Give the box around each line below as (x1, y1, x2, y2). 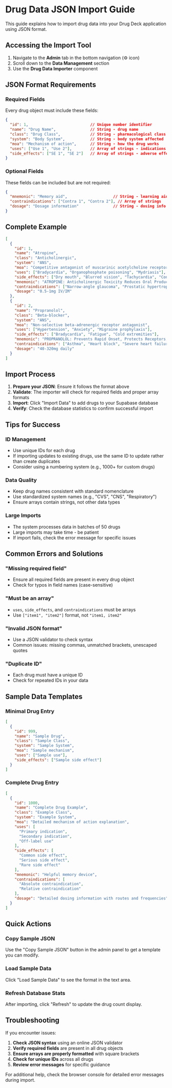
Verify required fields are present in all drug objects (12, 1045, 123, 1051)
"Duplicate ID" (5, 660, 42, 667)
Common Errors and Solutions (5, 550, 103, 558)
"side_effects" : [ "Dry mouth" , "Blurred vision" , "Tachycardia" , (14, 274, 157, 279)
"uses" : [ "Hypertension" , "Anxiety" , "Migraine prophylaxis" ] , (14, 327, 153, 332)
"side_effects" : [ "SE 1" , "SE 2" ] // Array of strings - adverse (10, 151, 157, 156)
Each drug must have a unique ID (12, 672, 83, 678)
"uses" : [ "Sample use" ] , (14, 753, 68, 758)
